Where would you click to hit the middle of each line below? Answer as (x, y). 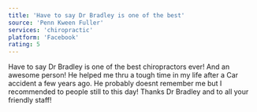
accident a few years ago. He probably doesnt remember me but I (115, 84)
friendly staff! (30, 100)
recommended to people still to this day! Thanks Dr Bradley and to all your (128, 92)
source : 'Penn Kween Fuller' (56, 23)
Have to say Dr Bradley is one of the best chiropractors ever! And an (119, 67)
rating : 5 (24, 45)
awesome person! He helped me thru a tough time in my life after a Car (123, 75)
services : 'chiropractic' (50, 30)
